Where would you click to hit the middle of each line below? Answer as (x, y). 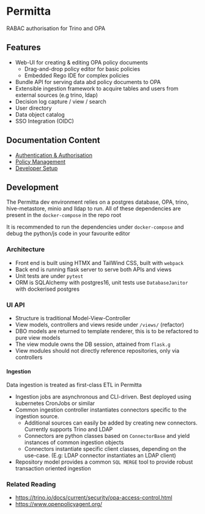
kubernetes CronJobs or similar (55, 404)
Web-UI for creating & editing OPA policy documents (81, 62)
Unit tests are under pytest (49, 276)
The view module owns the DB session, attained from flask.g (93, 344)
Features (24, 48)
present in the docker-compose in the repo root (64, 215)
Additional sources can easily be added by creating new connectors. (111, 423)
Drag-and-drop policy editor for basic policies (82, 69)
